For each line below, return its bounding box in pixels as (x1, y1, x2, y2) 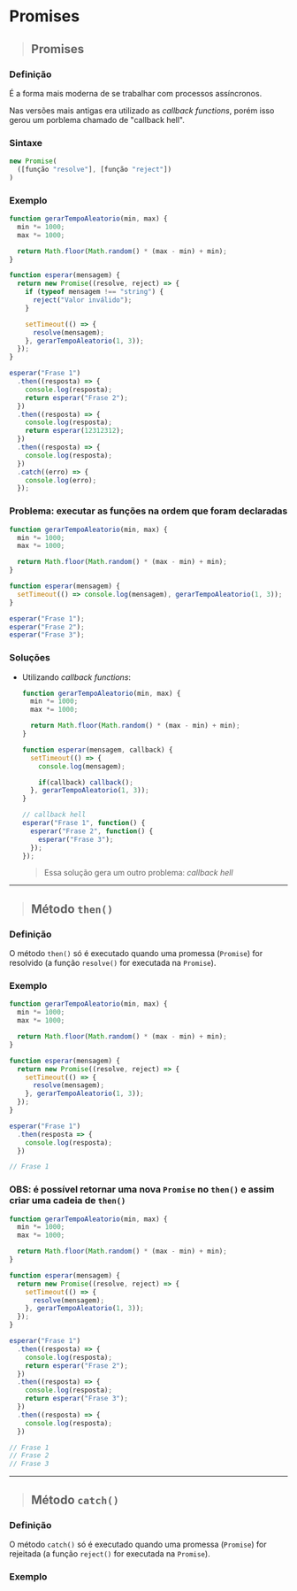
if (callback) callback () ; (38, 777, 134, 787)
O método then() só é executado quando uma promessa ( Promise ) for (9, 948, 263, 959)
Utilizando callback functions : (21, 671, 131, 683)
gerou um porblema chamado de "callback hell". (9, 114, 186, 125)
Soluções (9, 652, 50, 664)
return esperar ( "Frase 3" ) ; (25, 1394, 128, 1403)
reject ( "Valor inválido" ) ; (32, 296, 133, 305)
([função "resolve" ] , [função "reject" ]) (17, 166, 172, 174)
